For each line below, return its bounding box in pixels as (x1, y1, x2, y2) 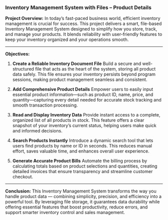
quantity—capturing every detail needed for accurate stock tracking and (12, 97, 161, 103)
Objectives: (5, 51, 30, 57)
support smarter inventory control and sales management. (5, 209, 125, 215)
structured (12, 66, 34, 72)
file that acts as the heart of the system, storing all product (34, 66, 156, 72)
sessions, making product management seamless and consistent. (12, 76, 147, 82)
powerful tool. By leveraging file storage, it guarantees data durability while (5, 199, 160, 205)
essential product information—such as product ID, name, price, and (12, 91, 153, 97)
